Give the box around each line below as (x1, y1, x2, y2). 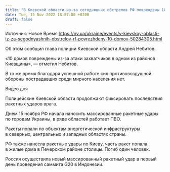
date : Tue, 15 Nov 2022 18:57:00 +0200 (5, 12, 90, 17)
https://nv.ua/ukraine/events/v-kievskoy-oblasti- (58, 31, 159, 37)
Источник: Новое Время (5, 31, 58, 37)
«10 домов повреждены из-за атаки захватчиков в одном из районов (5, 55, 155, 62)
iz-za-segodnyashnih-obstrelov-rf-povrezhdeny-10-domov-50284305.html (5, 36, 163, 42)
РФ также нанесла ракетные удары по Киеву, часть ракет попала (5, 141, 148, 147)
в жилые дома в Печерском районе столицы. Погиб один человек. (5, 146, 150, 152)
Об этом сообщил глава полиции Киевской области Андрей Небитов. (5, 46, 156, 52)
